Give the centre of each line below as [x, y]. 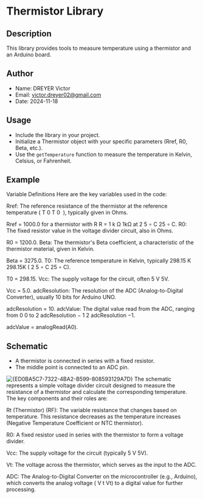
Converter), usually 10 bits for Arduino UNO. [61, 297]
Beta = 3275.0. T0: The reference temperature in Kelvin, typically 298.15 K [99, 261]
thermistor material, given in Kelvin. [50, 249]
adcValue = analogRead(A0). [42, 327]
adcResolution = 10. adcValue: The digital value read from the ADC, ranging [101, 309]
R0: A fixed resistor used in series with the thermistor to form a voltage [95, 435]
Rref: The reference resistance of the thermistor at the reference [87, 206]
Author [20, 74]
